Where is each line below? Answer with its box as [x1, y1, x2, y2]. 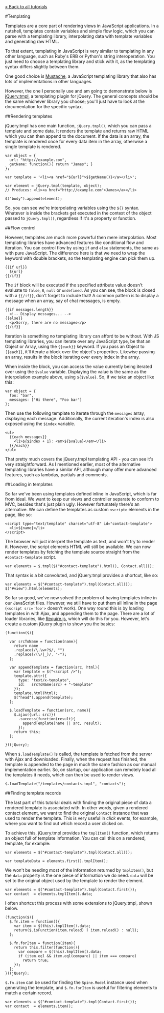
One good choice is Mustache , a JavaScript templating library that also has [5, 73, 157, 79]
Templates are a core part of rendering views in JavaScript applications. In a [5, 23, 159, 29]
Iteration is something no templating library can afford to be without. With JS [5, 333, 159, 339]
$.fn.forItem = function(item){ [9, 941, 76, 946]
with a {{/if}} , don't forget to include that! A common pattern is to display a [5, 293, 159, 298]
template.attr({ [14, 674, 47, 678]
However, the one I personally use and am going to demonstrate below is [5, 88, 152, 94]
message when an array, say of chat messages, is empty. [5, 298, 121, 304]
